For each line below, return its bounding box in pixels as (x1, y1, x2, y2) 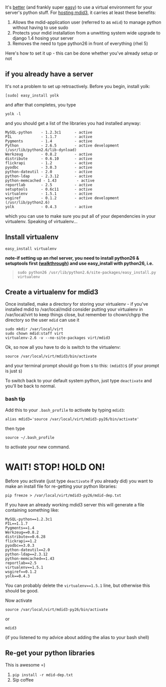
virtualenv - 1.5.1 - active (5, 191, 93, 196)
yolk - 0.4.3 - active (5, 204, 93, 209)
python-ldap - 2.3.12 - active (5, 174, 93, 179)
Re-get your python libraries (5, 649, 95, 657)
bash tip (5, 395, 25, 402)
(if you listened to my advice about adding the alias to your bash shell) (5, 634, 150, 640)
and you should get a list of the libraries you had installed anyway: (5, 120, 141, 126)
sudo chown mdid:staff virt (5, 331, 64, 336)
